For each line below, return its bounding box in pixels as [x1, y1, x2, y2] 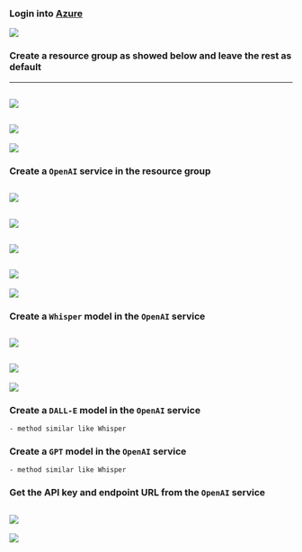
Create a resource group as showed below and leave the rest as [9, 50, 292, 62]
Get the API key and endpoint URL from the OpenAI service [9, 486, 266, 499]
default [9, 61, 42, 74]
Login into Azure [9, 7, 84, 20]
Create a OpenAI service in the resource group [9, 165, 211, 177]
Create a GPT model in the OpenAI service [9, 445, 187, 457]
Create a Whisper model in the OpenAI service [9, 310, 206, 322]
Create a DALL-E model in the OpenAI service [9, 403, 200, 416]
